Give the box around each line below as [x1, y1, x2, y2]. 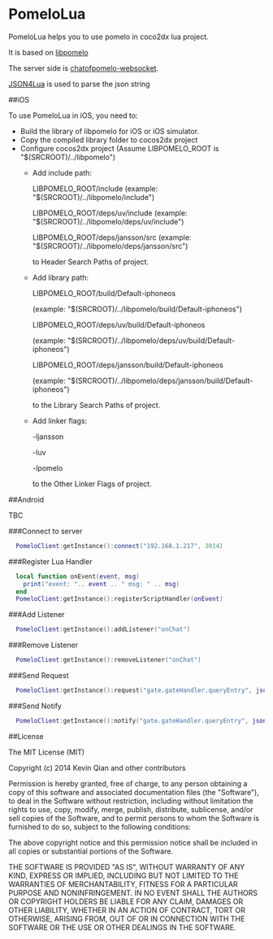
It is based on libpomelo [8, 47, 89, 57]
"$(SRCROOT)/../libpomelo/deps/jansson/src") [32, 241, 188, 250]
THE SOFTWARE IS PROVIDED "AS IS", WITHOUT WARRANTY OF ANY [8, 862, 245, 872]
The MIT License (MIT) [8, 747, 85, 757]
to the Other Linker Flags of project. [32, 479, 152, 489]
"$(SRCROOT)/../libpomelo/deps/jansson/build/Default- [67, 376, 253, 385]
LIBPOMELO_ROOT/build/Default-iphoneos [32, 288, 176, 298]
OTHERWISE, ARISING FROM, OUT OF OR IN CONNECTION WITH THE [8, 914, 245, 924]
